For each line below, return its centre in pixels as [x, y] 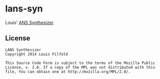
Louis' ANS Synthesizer [29, 22]
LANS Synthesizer [23, 50]
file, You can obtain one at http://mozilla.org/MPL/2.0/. [68, 71]
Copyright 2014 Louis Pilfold [37, 54]
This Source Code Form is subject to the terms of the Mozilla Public [80, 63]
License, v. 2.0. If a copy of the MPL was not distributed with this [80, 67]
